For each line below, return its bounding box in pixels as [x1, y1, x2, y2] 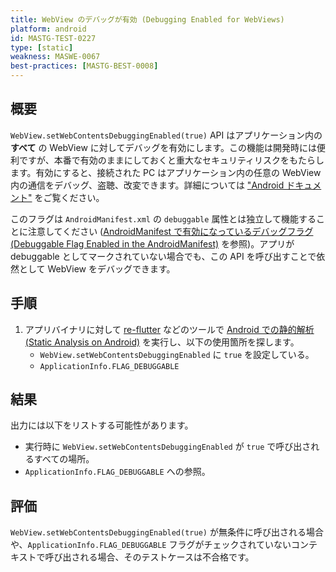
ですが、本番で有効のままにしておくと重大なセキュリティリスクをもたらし [18, 154, 325, 166]
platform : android [10, 24, 87, 34]
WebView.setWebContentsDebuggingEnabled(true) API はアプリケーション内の [10, 129, 323, 141]
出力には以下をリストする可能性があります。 [10, 419, 194, 431]
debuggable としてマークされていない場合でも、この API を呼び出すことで [10, 250, 317, 262]
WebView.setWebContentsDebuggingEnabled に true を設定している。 [39, 348, 315, 360]
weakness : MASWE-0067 [10, 52, 101, 62]
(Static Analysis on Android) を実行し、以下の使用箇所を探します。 [24, 336, 300, 348]
